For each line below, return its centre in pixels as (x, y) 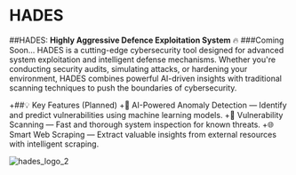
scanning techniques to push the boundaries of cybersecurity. (123, 87)
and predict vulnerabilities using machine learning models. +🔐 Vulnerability (146, 115)
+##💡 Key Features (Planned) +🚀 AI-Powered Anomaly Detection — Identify (148, 105)
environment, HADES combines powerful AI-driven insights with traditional (146, 78)
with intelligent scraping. (54, 144)
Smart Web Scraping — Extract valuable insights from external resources (143, 134)
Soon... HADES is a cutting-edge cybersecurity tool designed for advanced (147, 50)
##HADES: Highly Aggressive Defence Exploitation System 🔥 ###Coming (147, 40)
